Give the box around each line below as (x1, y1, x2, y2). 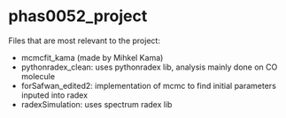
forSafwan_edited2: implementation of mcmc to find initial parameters (20, 80, 276, 91)
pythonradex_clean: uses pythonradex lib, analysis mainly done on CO (20, 62, 278, 72)
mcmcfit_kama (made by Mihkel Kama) (20, 52, 164, 63)
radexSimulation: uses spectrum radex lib (20, 99, 173, 109)
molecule (20, 70, 55, 81)
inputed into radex (20, 90, 89, 100)
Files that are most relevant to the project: (8, 35, 161, 46)
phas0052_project (8, 6, 148, 26)
